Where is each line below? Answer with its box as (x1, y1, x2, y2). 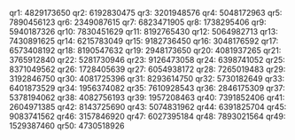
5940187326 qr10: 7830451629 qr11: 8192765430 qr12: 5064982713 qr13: (9, 27, 278, 36)
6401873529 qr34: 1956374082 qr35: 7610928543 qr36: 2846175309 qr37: (9, 83, 285, 93)
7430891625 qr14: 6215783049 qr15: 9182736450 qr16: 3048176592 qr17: (9, 35, 279, 46)
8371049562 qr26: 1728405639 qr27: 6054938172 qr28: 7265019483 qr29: (9, 64, 286, 74)
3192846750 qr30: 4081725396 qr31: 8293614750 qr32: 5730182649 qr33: (9, 74, 285, 83)
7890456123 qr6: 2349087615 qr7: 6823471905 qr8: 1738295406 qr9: (9, 17, 267, 27)
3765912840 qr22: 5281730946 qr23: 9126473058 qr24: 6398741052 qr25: (9, 55, 285, 65)
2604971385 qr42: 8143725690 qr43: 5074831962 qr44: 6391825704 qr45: (9, 102, 287, 112)
